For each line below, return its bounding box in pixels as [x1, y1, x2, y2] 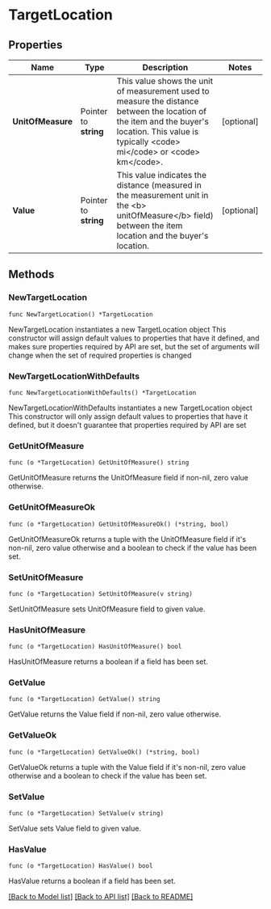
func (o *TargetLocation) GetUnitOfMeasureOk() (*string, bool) [8, 520, 229, 528]
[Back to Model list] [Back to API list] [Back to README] [8, 892, 194, 902]
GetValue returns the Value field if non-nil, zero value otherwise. [8, 709, 222, 719]
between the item [116, 220, 183, 231]
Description [142, 62, 189, 73]
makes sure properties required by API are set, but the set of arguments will [8, 341, 260, 351]
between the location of [116, 106, 207, 116]
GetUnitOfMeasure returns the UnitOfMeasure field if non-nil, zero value [8, 473, 248, 483]
